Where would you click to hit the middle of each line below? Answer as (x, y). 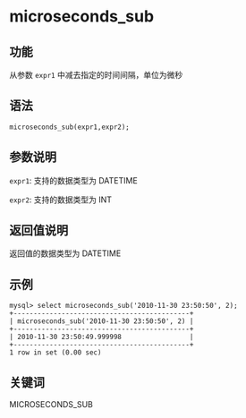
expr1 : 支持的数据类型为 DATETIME (74, 180)
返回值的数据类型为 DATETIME (65, 253)
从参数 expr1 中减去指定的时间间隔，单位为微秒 (96, 75)
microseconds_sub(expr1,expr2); (69, 127)
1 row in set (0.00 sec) (55, 353)
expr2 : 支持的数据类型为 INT (61, 200)
